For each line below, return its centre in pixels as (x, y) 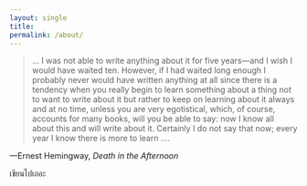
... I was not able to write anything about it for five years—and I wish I (162, 61)
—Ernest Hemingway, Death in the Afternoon (94, 156)
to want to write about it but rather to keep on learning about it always (163, 99)
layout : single (38, 18)
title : (22, 26)
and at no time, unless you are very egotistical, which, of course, (153, 109)
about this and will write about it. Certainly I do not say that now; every (164, 129)
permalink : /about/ (47, 35)
